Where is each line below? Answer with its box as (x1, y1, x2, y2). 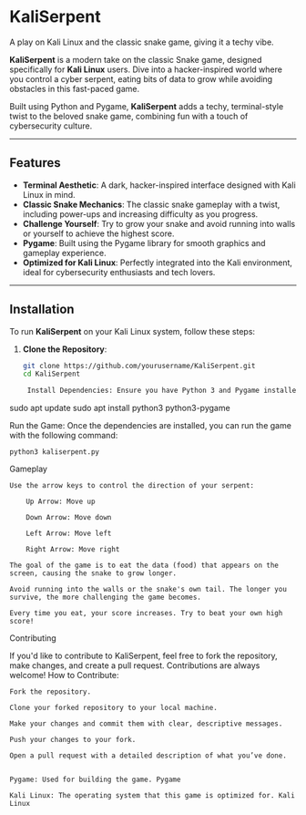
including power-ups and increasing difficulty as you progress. (22, 208, 259, 220)
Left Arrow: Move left (25, 529, 112, 539)
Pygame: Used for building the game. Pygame (9, 775, 181, 785)
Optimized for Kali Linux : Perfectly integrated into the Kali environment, (22, 257, 293, 268)
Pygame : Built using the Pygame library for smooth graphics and (22, 237, 266, 248)
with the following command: (9, 430, 118, 441)
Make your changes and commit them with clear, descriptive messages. (9, 719, 283, 728)
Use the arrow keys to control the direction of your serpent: (9, 481, 255, 490)
